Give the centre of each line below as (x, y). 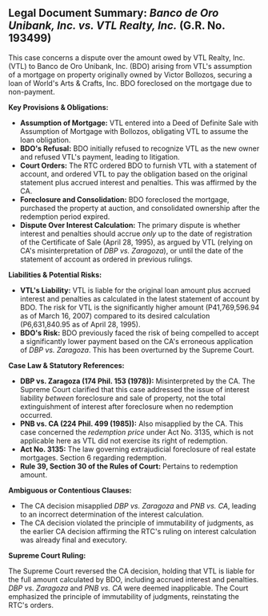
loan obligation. (45, 140)
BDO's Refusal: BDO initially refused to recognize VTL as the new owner (140, 148)
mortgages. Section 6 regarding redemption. (93, 457)
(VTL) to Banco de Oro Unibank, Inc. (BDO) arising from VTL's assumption (130, 66)
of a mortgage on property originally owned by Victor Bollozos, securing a (130, 75)
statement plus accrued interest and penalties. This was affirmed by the (138, 182)
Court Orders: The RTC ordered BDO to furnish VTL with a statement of (138, 165)
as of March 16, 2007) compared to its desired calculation (115, 315)
